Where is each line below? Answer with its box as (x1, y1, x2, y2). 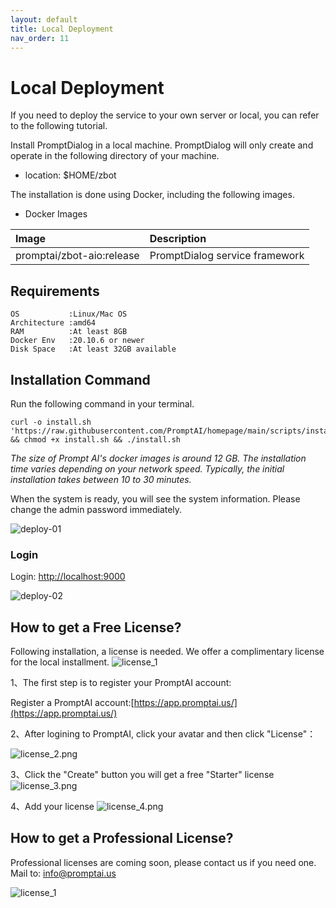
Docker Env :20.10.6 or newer (10, 336, 145, 346)
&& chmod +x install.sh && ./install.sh (10, 434, 182, 445)
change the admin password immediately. (10, 503, 183, 515)
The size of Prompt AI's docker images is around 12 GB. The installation (10, 452, 307, 464)
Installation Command (10, 371, 151, 388)
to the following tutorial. (10, 120, 108, 132)
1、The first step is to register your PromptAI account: (10, 677, 232, 689)
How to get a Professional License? (10, 830, 234, 847)
